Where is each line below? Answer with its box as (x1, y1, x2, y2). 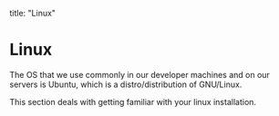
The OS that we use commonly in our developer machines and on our (9, 69, 271, 80)
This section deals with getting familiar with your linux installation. (9, 96, 257, 107)
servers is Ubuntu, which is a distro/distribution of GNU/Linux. (9, 79, 243, 90)
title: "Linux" (9, 8, 57, 18)
